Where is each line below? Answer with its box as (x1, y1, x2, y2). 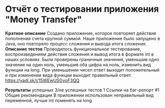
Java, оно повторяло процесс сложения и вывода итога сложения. (5, 40, 147, 46)
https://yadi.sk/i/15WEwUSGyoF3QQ (5, 77, 80, 83)
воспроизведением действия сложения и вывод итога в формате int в (5, 51, 154, 57)
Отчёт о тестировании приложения (5, 3, 159, 15)
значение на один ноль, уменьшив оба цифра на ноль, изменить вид (5, 62, 151, 68)
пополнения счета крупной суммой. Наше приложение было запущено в (5, 36, 160, 41)
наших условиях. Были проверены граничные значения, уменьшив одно (5, 56, 160, 62)
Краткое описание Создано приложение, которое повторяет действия (5, 30, 157, 36)
